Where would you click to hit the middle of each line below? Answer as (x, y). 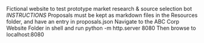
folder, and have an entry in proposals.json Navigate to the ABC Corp (93, 21)
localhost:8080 (25, 35)
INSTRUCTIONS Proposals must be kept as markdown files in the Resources (102, 15)
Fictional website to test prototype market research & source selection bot (99, 9)
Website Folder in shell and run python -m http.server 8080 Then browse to (101, 28)
